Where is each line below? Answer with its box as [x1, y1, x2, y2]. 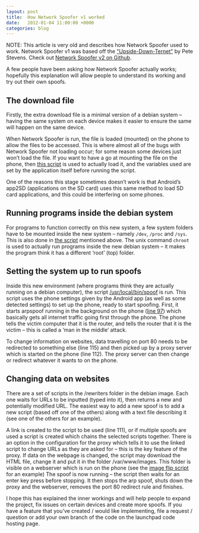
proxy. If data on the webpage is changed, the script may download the [6, 452, 181, 459]
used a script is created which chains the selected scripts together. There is [6, 433, 192, 440]
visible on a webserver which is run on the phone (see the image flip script [6, 464, 189, 471]
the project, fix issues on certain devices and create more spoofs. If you [6, 501, 182, 508]
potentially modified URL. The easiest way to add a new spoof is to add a [6, 402, 185, 410]
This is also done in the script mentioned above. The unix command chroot [6, 236, 189, 243]
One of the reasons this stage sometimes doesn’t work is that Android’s [6, 179, 181, 186]
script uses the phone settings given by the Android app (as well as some [6, 294, 186, 302]
